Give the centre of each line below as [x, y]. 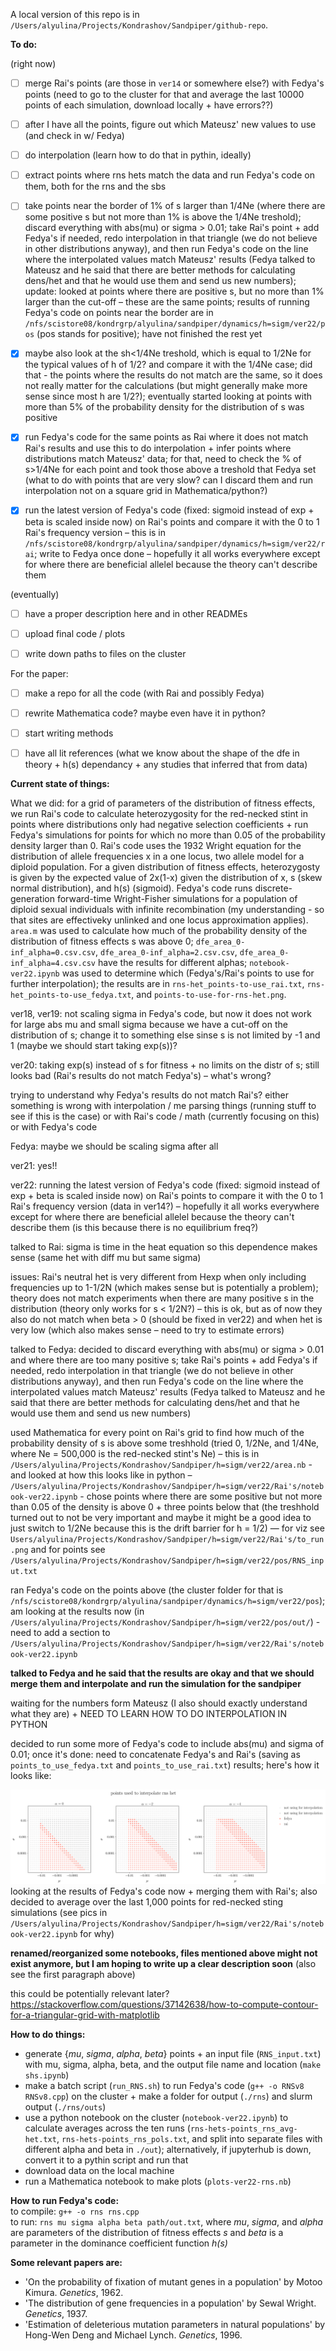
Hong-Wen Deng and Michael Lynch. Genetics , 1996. [133, 2335]
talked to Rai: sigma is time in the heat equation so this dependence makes [164, 1246]
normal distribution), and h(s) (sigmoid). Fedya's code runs [131, 888]
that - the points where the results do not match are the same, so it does [173, 375]
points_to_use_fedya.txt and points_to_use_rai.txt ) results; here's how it [165, 1765]
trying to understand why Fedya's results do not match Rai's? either [149, 1095]
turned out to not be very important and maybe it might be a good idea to [161, 1517]
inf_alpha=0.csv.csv [53, 952]
